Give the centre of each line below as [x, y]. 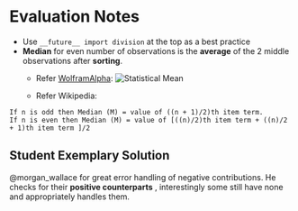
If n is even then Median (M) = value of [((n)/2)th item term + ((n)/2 [149, 120]
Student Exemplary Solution [90, 156]
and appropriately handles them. [70, 197]
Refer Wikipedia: [66, 96]
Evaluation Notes [74, 17]
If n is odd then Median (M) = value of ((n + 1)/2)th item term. [136, 112]
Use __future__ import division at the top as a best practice [136, 41]
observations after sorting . [72, 60]
